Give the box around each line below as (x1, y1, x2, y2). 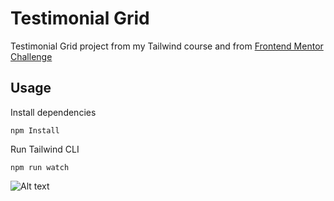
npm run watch (10, 162, 70, 172)
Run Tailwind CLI (10, 143, 80, 155)
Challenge (10, 50, 53, 62)
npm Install (10, 125, 60, 136)
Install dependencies (10, 106, 97, 118)
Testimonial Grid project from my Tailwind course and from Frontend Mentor (10, 40, 324, 52)
